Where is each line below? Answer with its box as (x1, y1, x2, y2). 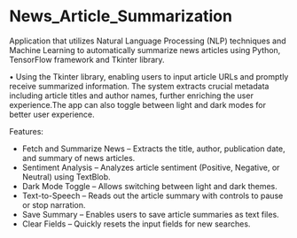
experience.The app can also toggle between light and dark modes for (9, 99, 266, 110)
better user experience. (9, 109, 95, 119)
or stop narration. (21, 199, 86, 210)
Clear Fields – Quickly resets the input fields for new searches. (21, 219, 251, 229)
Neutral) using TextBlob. (21, 171, 111, 182)
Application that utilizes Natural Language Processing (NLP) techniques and (9, 35, 286, 46)
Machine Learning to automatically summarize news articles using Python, (9, 44, 281, 55)
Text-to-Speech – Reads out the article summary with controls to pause (21, 190, 284, 201)
